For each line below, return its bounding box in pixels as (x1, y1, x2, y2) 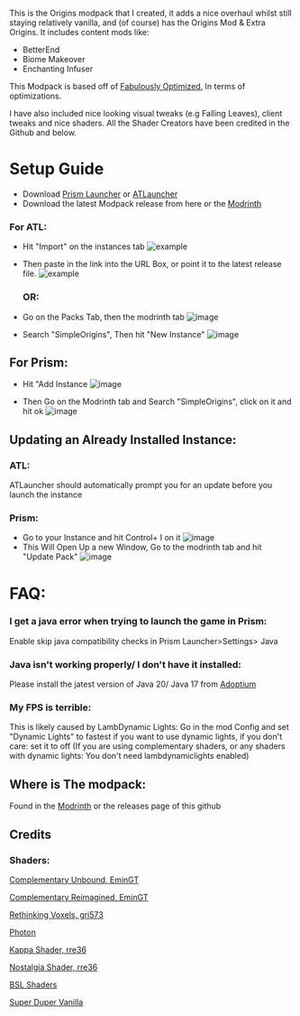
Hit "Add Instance (22, 379, 88, 390)
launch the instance (9, 489, 83, 500)
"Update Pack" (22, 551, 78, 562)
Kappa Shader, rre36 (9, 944, 87, 955)
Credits (9, 827, 52, 842)
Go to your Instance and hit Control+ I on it (22, 532, 181, 543)
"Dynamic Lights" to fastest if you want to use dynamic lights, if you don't (9, 731, 282, 743)
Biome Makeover (22, 54, 86, 64)
